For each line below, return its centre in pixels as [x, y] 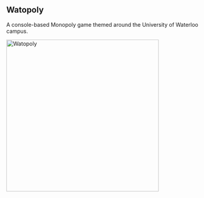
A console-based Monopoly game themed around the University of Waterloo [102, 24]
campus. [17, 31]
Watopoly [25, 10]
